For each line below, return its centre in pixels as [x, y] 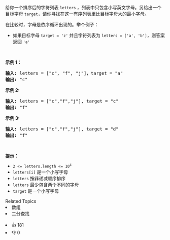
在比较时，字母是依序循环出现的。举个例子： [52, 25]
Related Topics [21, 201]
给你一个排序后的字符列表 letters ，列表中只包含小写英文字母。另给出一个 [83, 7]
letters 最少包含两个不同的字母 [46, 185]
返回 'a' [21, 42]
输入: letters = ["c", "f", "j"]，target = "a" [64, 73]
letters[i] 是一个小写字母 [40, 172]
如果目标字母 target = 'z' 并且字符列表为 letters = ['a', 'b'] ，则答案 [89, 35]
